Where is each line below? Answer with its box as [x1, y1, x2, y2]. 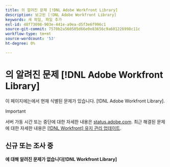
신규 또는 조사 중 [5, 141, 54, 150]
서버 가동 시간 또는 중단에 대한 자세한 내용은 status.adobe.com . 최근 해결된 [5, 118, 156, 124]
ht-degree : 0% [5, 41, 36, 46]
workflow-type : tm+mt [5, 31, 52, 36]
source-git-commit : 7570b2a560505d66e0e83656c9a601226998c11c [5, 27, 140, 32]
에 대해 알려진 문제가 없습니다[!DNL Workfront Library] [5, 156, 117, 162]
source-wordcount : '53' [5, 36, 56, 41]
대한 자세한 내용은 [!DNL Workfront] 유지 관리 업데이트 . [10, 125, 122, 131]
